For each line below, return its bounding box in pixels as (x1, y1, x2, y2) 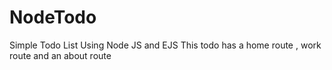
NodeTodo (9, 6, 97, 29)
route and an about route (9, 49, 112, 61)
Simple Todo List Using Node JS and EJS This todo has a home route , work (9, 39, 322, 51)
